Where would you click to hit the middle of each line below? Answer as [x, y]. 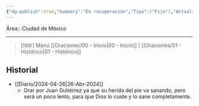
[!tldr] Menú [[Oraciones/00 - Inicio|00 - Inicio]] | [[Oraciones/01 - [101, 45]
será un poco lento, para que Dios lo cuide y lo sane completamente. [107, 97]
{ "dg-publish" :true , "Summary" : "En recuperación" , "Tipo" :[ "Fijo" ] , [90, 11]
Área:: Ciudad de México [36, 28]
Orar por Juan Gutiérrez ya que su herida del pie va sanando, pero [105, 90]
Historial [22, 70]
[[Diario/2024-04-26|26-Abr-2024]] [59, 84]
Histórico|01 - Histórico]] [51, 51]
